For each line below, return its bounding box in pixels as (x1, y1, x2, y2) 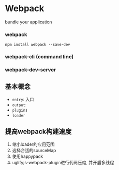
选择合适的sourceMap (12, 147, 57, 153)
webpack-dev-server (5, 67, 56, 73)
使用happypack (12, 153, 43, 159)
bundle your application (5, 19, 52, 25)
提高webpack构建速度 (5, 127, 72, 136)
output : (12, 102, 27, 107)
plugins (12, 108, 28, 113)
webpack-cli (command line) (5, 53, 74, 60)
